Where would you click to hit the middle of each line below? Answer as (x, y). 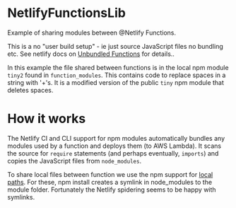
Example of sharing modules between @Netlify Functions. (92, 33)
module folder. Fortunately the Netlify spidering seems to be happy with (112, 190)
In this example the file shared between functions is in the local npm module (118, 67)
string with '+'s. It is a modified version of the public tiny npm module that (116, 82)
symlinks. (21, 197)
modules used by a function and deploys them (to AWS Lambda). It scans (114, 146)
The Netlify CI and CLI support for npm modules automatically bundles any (116, 138)
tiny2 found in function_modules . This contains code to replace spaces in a (117, 75)
